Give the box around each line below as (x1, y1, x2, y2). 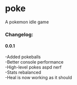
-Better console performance (5, 59, 64, 65)
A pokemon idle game (5, 19, 49, 25)
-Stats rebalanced (5, 69, 41, 75)
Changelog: (5, 31, 34, 38)
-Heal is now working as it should (5, 75, 72, 81)
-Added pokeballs (5, 54, 41, 60)
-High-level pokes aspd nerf (5, 64, 62, 70)
